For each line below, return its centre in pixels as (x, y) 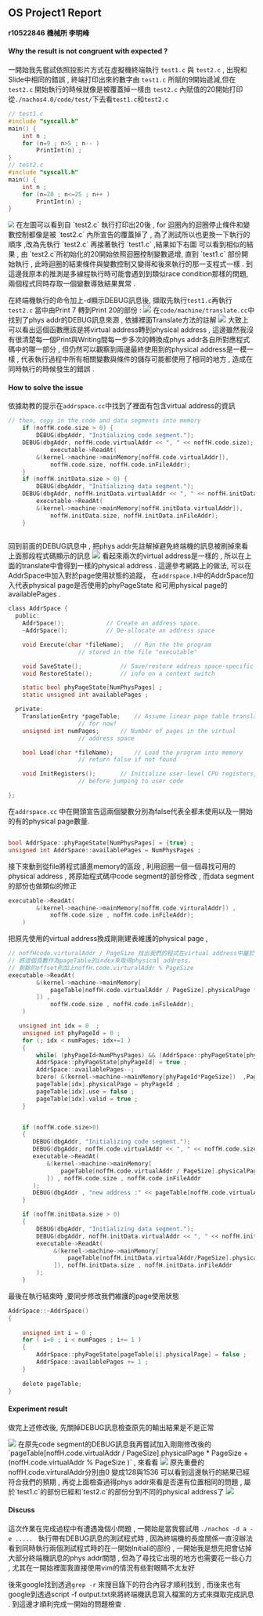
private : (29, 710)
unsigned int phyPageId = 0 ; (72, 1033)
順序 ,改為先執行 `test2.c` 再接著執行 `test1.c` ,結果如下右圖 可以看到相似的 (128, 244)
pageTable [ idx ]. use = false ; (85, 1091)
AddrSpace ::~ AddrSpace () (49, 1311)
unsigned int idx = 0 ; (59, 1026)
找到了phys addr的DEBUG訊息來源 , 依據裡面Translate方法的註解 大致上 (128, 320)
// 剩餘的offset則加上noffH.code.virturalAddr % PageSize (101, 968)
